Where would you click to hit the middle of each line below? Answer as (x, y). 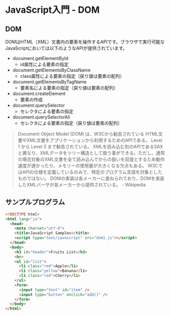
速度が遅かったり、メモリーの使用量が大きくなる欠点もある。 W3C (88, 166)
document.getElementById (40, 58)
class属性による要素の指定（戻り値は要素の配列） (72, 76)
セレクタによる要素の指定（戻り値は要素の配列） (71, 123)
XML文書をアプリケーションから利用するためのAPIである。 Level (94, 140)
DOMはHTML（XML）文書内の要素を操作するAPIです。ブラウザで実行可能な (85, 42)
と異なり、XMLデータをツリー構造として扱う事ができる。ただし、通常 (91, 153)
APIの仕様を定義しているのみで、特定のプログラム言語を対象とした (92, 172)
